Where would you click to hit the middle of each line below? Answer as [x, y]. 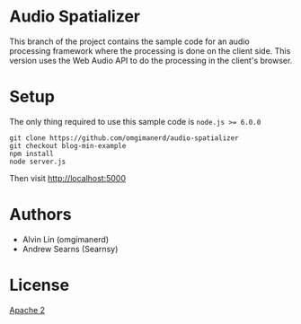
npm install [31, 153]
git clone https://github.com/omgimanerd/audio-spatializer [124, 138]
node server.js [38, 162]
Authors [40, 215]
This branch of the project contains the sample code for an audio [129, 41]
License [40, 285]
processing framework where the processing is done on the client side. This [150, 50]
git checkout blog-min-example [68, 145]
